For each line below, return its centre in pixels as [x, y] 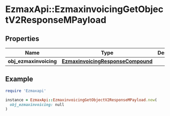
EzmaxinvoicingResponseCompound [107, 61]
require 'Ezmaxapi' [26, 91]
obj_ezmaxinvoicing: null [37, 104]
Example [19, 79]
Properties [22, 39]
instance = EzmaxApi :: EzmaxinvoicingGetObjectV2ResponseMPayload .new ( [81, 100]
